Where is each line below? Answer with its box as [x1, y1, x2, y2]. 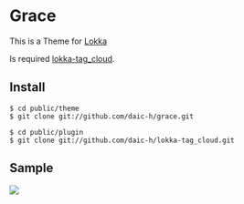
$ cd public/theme [9, 104, 80, 113]
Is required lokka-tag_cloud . [9, 53, 115, 64]
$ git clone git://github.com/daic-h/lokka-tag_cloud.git [9, 136, 235, 145]
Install [9, 79, 46, 96]
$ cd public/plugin [9, 127, 84, 137]
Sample [9, 160, 54, 176]
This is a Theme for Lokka [9, 36, 108, 46]
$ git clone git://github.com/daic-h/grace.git [9, 111, 195, 121]
